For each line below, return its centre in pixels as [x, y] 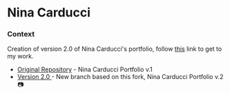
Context [21, 34]
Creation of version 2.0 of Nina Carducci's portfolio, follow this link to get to [115, 49]
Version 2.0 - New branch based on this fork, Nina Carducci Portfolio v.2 [120, 77]
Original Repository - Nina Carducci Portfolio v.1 [85, 69]
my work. [20, 56]
